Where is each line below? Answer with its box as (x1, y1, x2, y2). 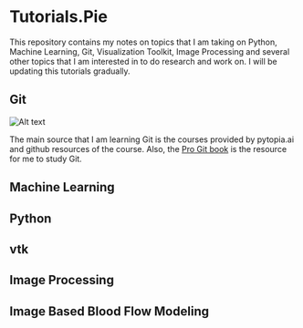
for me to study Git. (9, 153, 82, 164)
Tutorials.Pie (9, 6, 108, 27)
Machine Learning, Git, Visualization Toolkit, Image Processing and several (9, 46, 290, 56)
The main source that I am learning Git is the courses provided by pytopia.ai (9, 134, 295, 145)
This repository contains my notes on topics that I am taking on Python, (9, 36, 278, 47)
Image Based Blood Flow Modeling (9, 303, 210, 319)
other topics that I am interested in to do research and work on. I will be (9, 56, 277, 67)
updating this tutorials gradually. (9, 66, 131, 77)
